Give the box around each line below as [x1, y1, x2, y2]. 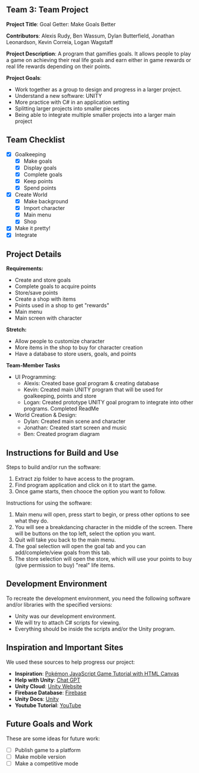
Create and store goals [14, 277, 71, 284]
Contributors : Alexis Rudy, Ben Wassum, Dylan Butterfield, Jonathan [6, 32, 175, 39]
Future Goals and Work [6, 719, 93, 729]
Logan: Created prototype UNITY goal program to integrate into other [23, 399, 194, 406]
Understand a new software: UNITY [14, 92, 102, 99]
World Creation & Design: [14, 412, 77, 419]
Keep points [23, 177, 53, 184]
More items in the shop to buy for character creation [14, 344, 143, 351]
